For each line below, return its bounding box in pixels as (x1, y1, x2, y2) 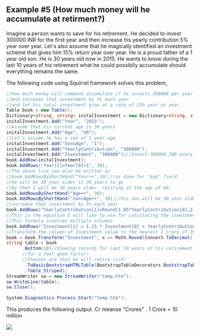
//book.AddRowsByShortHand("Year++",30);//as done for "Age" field (6, 174, 177, 180)
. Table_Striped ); (24, 268, 68, 274)
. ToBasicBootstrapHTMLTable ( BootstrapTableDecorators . (24, 262, 164, 268)
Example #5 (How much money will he (6, 5, 151, 15)
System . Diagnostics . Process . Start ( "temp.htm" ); (6, 295, 127, 301)
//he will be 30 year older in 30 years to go (6, 179, 124, 185)
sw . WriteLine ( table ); (6, 279, 60, 285)
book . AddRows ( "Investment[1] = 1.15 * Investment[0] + (6, 223, 145, 230)
